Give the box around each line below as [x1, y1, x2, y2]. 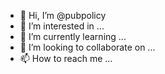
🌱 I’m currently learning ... [19, 31, 127, 42]
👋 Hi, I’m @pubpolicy [19, 10, 107, 21]
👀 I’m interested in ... [19, 20, 105, 32]
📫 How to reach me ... [19, 53, 113, 64]
